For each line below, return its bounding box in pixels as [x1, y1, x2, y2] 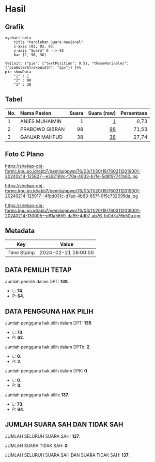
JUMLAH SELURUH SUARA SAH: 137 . [5, 433, 81, 439]
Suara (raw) [88, 110, 116, 116]
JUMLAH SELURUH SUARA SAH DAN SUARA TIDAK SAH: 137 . [5, 452, 130, 458]
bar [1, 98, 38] [14, 52, 47, 57]
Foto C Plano [5, 150, 44, 159]
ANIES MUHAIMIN [20, 118, 62, 125]
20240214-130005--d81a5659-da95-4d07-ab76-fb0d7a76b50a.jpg [5, 212, 141, 219]
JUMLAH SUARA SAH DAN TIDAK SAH [5, 420, 124, 429]
